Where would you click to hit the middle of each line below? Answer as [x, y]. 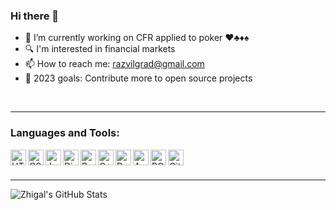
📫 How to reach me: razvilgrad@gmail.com [114, 64]
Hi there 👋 [35, 16]
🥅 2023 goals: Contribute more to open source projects [138, 78]
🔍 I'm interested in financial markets [100, 49]
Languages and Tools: [65, 133]
